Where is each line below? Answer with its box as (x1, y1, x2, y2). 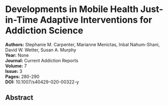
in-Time (5, 14, 39, 26)
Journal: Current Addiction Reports (5, 57, 79, 63)
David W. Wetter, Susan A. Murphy (5, 47, 77, 53)
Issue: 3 (5, 68, 23, 74)
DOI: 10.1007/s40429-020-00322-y (5, 79, 79, 85)
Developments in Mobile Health (5, 4, 139, 15)
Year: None (5, 52, 29, 58)
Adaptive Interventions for (40, 14, 152, 26)
